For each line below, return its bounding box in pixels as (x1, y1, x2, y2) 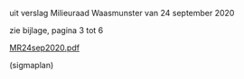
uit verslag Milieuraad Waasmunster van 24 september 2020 (9, 8, 235, 18)
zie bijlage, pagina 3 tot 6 (9, 25, 104, 35)
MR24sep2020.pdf (9, 42, 80, 53)
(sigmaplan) (9, 60, 54, 70)
